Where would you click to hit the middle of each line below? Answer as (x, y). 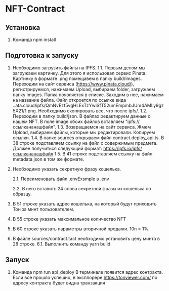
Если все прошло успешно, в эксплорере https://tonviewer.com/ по (85, 277)
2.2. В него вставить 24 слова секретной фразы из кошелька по (82, 188)
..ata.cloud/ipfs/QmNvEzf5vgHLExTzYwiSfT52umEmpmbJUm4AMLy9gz (88, 105)
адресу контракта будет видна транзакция (59, 283)
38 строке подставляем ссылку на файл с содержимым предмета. (85, 143)
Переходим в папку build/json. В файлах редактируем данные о (81, 116)
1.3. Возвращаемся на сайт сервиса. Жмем (104, 127)
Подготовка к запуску (42, 55)
